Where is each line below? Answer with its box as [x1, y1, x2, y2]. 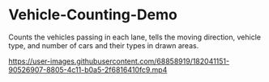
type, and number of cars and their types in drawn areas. [8, 40, 199, 50]
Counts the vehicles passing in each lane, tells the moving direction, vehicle [8, 32, 262, 42]
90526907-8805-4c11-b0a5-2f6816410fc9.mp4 [8, 64, 168, 74]
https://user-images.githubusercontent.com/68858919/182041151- [8, 56, 230, 66]
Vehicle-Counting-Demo [8, 6, 178, 24]
